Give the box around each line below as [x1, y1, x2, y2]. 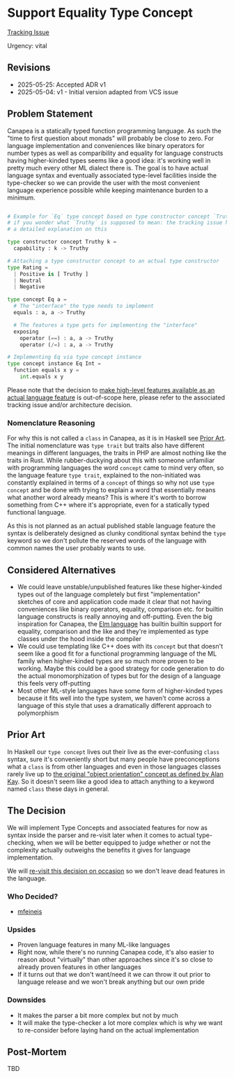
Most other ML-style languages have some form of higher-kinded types [17, 686, 224, 695]
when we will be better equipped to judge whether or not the [37, 838, 211, 846]
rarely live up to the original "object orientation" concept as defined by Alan [7, 769, 224, 778]
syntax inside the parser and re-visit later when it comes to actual [7, 831, 196, 839]
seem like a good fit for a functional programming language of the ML [17, 649, 217, 658]
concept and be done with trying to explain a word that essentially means [7, 486, 216, 494]
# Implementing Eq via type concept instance [7, 354, 141, 361]
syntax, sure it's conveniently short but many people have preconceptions [7, 755, 220, 763]
